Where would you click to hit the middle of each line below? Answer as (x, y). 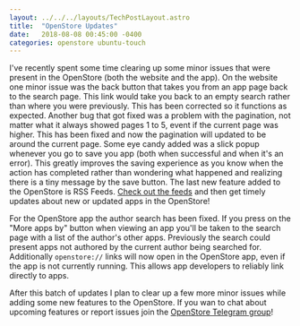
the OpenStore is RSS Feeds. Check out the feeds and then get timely (137, 192)
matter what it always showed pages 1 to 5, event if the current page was (144, 125)
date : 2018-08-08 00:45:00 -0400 (76, 34)
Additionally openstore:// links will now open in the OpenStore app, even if (147, 257)
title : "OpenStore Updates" (64, 26)
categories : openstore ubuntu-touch (77, 43)
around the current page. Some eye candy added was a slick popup (134, 144)
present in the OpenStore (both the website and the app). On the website (144, 78)
